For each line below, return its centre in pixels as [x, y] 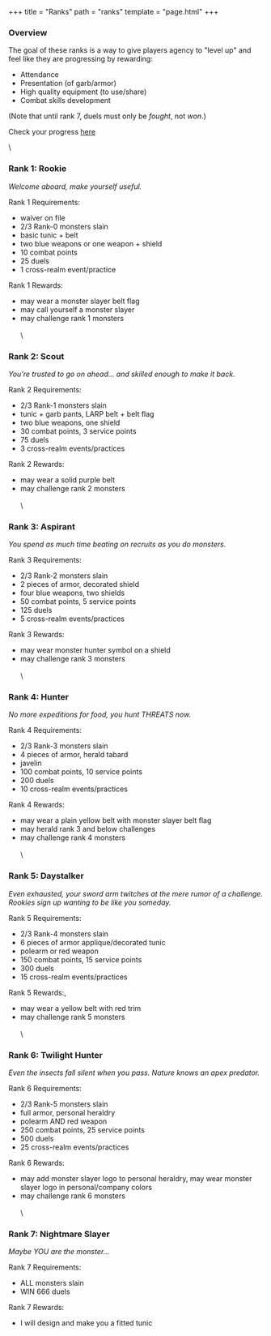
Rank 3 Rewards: [36, 635]
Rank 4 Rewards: [36, 805]
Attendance [39, 75]
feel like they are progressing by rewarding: [81, 59]
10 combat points [49, 252]
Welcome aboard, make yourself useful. [75, 186]
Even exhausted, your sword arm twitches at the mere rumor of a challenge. [135, 893]
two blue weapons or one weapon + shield [91, 243]
